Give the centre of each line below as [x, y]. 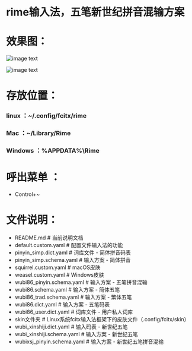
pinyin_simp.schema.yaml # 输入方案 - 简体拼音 [73, 260]
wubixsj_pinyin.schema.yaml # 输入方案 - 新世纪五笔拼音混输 [89, 341]
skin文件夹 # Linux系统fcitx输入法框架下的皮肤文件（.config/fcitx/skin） [102, 319]
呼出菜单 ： [33, 177]
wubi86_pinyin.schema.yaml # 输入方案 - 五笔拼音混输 [81, 282]
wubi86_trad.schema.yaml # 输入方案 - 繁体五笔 [73, 297]
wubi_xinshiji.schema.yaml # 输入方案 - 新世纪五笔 [76, 334]
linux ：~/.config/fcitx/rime [47, 116]
